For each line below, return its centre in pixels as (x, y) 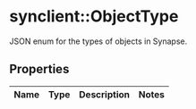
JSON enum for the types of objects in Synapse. (98, 41)
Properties (39, 69)
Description (104, 94)
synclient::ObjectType (94, 17)
